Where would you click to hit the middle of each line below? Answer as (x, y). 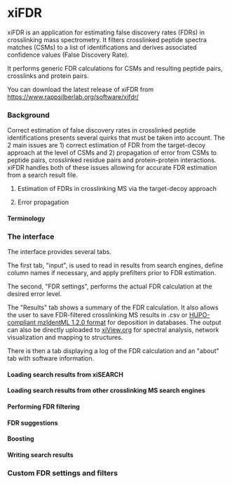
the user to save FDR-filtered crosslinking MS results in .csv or (97, 315)
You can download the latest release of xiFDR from (81, 89)
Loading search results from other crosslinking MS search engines (106, 390)
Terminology (26, 218)
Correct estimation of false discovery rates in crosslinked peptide (102, 131)
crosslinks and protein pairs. (48, 76)
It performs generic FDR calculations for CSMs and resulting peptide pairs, (115, 68)
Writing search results (40, 455)
